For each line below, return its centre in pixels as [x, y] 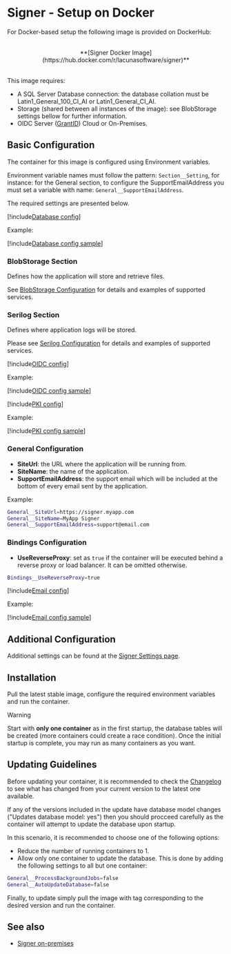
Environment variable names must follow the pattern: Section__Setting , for [113, 175]
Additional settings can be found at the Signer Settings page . [94, 656]
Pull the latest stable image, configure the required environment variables [111, 694]
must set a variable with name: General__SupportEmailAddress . [96, 190]
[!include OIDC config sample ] [49, 391]
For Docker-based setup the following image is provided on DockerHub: [109, 32]
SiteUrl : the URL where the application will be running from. [102, 464]
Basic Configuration [51, 145]
